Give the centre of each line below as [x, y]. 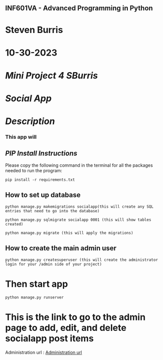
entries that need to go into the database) [52, 211]
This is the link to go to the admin [75, 317]
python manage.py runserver [35, 297]
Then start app [37, 284]
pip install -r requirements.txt [40, 180]
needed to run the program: [34, 171]
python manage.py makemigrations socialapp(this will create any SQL [79, 207]
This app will [21, 137]
